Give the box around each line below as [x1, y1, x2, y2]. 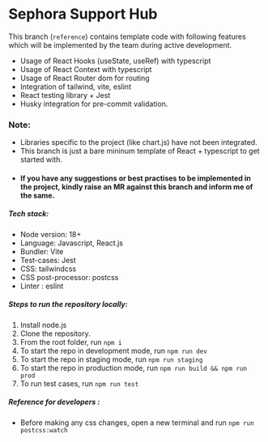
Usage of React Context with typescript [19, 64, 152, 74]
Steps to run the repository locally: [8, 300, 128, 309]
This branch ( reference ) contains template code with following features [8, 32, 247, 41]
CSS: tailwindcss [19, 264, 77, 274]
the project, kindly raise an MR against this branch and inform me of [19, 181, 253, 191]
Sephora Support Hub [8, 5, 158, 23]
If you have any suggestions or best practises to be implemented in [19, 173, 251, 183]
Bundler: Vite [19, 246, 64, 256]
